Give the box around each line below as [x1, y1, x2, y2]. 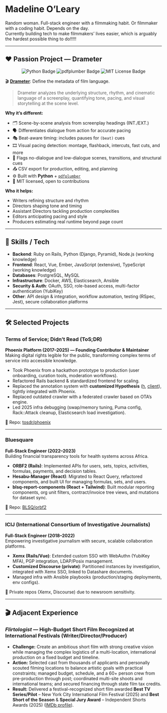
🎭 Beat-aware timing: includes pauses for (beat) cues [12, 135, 125, 141]
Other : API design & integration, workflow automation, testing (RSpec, [12, 293, 156, 299]
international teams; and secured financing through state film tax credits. [12, 681, 162, 687]
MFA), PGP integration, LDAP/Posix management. [12, 558, 114, 564]
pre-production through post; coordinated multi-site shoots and [12, 675, 143, 681]
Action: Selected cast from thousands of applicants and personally [12, 659, 150, 666]
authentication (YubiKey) [12, 288, 63, 294]
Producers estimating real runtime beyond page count [12, 218, 123, 225]
